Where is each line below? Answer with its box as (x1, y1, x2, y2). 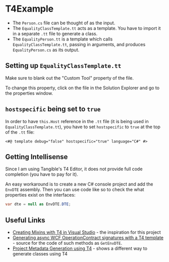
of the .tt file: (5, 129, 35, 135)
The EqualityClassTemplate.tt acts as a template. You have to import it (12, 25, 161, 31)
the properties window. (5, 90, 53, 96)
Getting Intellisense (5, 153, 68, 161)
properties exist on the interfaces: (5, 192, 76, 198)
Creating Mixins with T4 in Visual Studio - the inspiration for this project (12, 229, 161, 236)
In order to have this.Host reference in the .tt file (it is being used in (5, 118, 149, 124)
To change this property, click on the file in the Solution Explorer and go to (5, 85, 160, 91)
